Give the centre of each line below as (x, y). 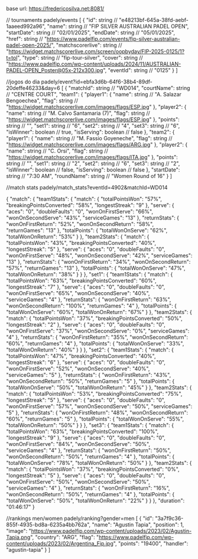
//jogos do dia (23, 82)
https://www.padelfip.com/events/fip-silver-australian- (113, 39)
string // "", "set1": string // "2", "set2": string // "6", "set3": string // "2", (93, 163)
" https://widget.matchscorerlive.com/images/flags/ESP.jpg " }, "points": (93, 119)
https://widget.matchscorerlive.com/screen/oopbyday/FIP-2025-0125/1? (97, 51)
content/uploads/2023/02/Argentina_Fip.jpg (60, 543)
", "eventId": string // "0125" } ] (141, 70)
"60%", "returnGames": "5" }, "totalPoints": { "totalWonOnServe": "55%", (95, 419)
